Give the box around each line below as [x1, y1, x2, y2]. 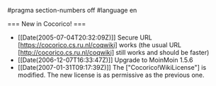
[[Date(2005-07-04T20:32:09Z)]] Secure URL [17, 33, 152, 42]
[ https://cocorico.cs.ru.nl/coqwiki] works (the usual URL [17, 41, 182, 49]
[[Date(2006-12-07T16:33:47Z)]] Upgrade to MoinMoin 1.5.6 [17, 56, 193, 64]
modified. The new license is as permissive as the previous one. [17, 70, 205, 79]
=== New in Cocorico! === [7, 20, 86, 27]
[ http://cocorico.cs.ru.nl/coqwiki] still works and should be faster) [17, 49, 210, 56]
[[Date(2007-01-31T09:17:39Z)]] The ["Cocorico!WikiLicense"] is [17, 63, 207, 71]
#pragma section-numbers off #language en [7, 6, 137, 14]
